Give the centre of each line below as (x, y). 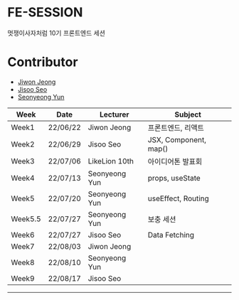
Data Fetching (171, 235)
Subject (188, 114)
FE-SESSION (45, 12)
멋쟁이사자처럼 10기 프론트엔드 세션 (56, 33)
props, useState (174, 178)
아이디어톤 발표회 (175, 161)
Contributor (43, 62)
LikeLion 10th (111, 161)
